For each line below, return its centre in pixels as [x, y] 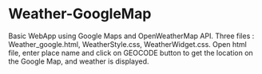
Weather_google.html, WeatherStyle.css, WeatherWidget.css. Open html [128, 44]
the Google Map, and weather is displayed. [79, 61]
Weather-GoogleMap [80, 14]
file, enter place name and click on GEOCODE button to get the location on [131, 53]
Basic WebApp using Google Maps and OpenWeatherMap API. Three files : [131, 36]
